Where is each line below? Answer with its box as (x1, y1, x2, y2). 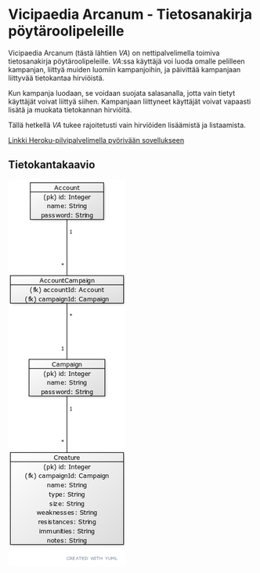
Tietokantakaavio (8, 159, 96, 172)
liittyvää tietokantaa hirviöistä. (8, 73, 105, 82)
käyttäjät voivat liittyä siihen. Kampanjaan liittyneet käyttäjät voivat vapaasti (8, 97, 251, 106)
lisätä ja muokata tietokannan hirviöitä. (8, 104, 132, 115)
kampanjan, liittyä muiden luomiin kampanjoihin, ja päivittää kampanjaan (8, 64, 241, 74)
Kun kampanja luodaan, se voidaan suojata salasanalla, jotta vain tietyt (8, 88, 236, 97)
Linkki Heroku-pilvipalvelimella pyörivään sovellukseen (8, 135, 185, 144)
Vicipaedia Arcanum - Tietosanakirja (8, 5, 253, 24)
